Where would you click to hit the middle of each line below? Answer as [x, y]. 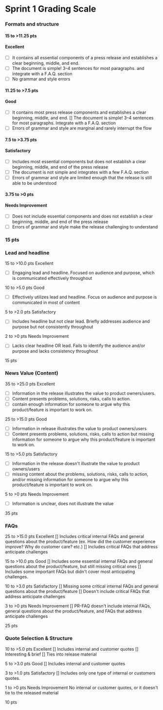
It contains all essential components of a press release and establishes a [85, 57]
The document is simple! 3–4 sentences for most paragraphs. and [78, 68]
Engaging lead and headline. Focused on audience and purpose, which [83, 273]
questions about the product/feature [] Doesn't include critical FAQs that [77, 591]
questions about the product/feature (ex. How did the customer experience [80, 542]
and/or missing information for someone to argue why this [70, 480]
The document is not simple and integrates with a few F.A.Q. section [80, 172]
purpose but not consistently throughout [53, 327]
